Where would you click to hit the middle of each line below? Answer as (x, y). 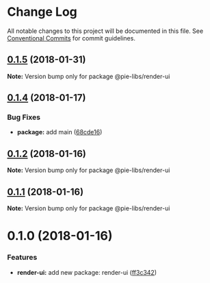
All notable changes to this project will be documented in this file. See (105, 31)
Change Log (42, 12)
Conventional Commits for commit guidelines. (71, 38)
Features (22, 258)
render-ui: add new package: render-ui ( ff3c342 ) (87, 272)
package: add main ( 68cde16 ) (60, 132)
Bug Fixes (24, 117)
